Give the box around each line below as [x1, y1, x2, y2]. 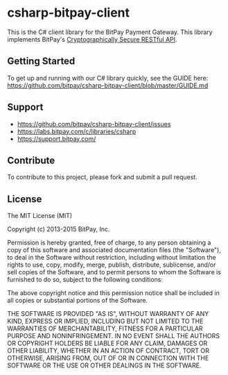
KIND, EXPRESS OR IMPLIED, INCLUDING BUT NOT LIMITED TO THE [7, 317, 204, 326]
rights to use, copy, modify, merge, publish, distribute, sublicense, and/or [7, 260, 216, 269]
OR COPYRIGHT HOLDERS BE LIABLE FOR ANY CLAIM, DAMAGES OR [7, 339, 208, 348]
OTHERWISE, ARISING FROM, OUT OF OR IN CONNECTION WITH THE [7, 354, 209, 362]
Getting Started [7, 56, 76, 67]
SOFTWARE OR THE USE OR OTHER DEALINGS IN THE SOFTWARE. [7, 361, 202, 369]
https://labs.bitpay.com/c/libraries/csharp [17, 127, 137, 135]
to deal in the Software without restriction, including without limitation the [7, 253, 216, 262]
